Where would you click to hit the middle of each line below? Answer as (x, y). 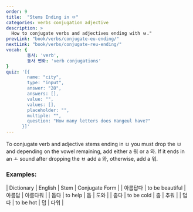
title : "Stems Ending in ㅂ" (43, 17)
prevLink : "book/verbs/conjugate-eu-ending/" (62, 39)
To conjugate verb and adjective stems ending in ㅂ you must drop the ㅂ (94, 144)
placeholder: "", (48, 110)
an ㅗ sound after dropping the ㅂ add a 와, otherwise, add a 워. (82, 159)
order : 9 (17, 11)
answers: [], (43, 94)
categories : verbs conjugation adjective (57, 22)
